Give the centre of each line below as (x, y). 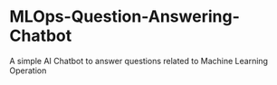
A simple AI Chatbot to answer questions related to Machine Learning (139, 61)
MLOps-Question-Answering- (124, 17)
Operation (28, 71)
